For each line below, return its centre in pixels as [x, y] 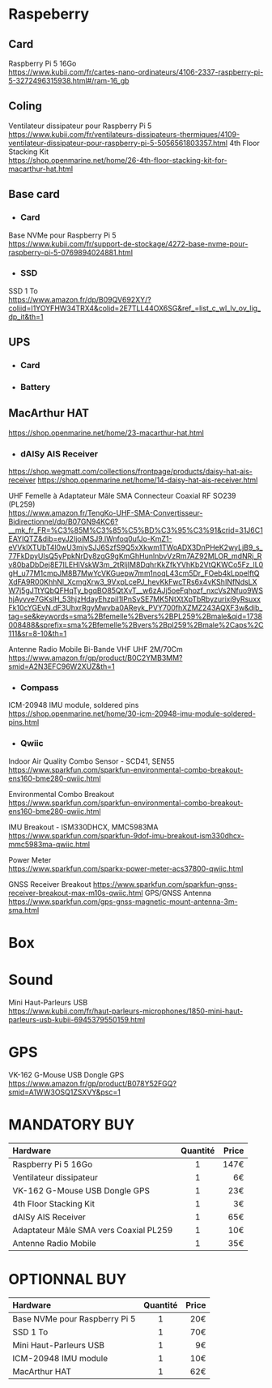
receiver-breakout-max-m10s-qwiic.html [76, 893]
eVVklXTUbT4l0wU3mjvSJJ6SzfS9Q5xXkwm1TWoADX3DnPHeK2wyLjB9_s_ [136, 547]
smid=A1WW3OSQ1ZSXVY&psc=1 [65, 1092]
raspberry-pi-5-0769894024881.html [71, 252]
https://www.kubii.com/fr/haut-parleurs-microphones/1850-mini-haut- [126, 1011]
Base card [34, 194]
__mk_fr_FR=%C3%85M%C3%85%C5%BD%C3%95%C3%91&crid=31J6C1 [136, 530]
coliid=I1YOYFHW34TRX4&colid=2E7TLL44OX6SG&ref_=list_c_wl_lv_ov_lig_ [135, 308]
